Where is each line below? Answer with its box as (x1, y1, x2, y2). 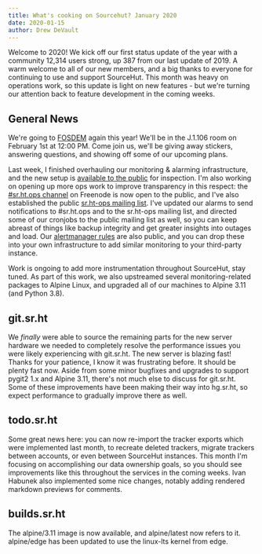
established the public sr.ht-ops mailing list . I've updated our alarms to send (8, 198, 253, 208)
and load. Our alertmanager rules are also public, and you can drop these (8, 232, 245, 241)
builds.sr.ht (8, 508, 66, 521)
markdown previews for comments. (8, 484, 123, 493)
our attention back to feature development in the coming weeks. (8, 90, 216, 99)
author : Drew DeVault (8, 26, 79, 34)
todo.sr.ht (8, 413, 58, 427)
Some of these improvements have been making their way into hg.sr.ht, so (8, 383, 249, 391)
